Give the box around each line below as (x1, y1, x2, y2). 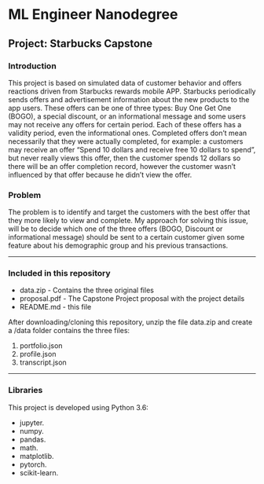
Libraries (8, 385, 43, 396)
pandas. (19, 434, 46, 444)
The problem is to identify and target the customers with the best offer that (8, 207, 251, 217)
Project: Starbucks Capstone (8, 37, 153, 50)
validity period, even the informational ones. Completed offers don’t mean (8, 128, 247, 137)
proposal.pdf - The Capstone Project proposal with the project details (19, 294, 245, 303)
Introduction (8, 60, 57, 71)
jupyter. (19, 418, 45, 427)
